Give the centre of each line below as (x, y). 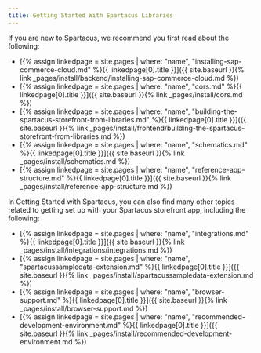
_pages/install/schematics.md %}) (75, 161)
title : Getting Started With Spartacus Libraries (91, 15)
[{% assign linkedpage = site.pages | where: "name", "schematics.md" (134, 144)
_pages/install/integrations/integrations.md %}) (96, 250)
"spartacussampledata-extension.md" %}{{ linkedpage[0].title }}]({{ (129, 267)
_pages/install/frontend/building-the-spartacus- (167, 128)
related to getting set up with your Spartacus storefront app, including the (127, 209)
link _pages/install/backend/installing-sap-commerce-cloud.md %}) (129, 78)
